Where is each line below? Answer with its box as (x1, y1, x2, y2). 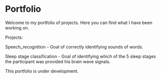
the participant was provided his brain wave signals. (5, 58, 111, 64)
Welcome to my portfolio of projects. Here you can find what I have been (5, 20, 153, 26)
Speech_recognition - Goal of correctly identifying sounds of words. (5, 44, 144, 50)
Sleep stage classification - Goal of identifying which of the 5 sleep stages (5, 53, 156, 59)
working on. (5, 25, 30, 30)
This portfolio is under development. (5, 68, 79, 74)
